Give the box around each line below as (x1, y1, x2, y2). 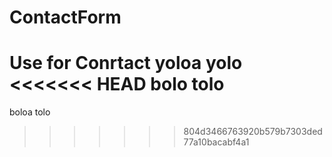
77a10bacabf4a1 (183, 136, 250, 148)
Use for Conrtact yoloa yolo (9, 52, 243, 75)
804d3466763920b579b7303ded (183, 126, 323, 138)
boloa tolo (9, 106, 51, 118)
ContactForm (9, 6, 122, 29)
